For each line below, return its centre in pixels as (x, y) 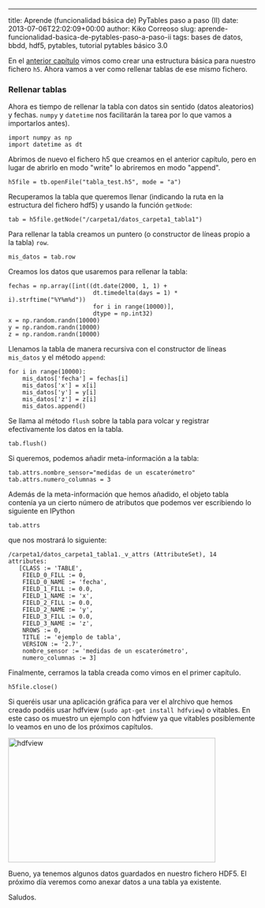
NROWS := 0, (42, 631)
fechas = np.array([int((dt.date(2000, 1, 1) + (88, 286)
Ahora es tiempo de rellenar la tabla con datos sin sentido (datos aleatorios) (131, 106)
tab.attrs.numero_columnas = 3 (60, 480)
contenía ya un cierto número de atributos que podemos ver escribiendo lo (130, 503)
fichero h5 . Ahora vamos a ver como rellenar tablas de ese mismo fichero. (128, 69)
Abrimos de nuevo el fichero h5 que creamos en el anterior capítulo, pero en (132, 159)
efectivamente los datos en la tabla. (66, 430)
